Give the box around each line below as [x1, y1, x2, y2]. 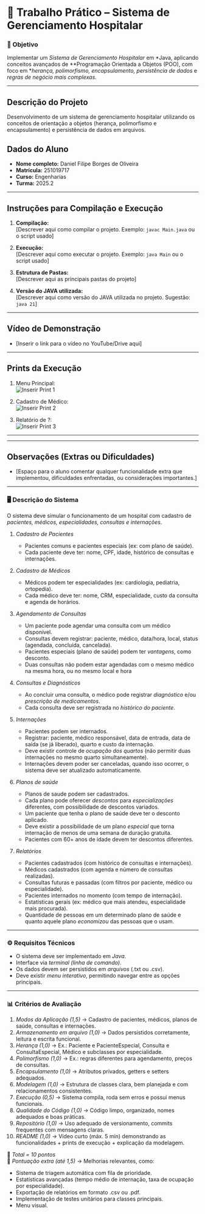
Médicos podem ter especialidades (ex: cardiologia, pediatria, [24, 578, 180, 586]
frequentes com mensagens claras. [15, 1126, 105, 1133]
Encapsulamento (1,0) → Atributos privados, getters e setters [15, 1068, 169, 1075]
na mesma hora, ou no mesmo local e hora [24, 667, 132, 674]
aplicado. [24, 816, 48, 823]
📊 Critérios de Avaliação [7, 1000, 82, 1008]
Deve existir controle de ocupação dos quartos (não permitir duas [24, 747, 191, 754]
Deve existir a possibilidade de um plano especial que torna [24, 823, 175, 830]
